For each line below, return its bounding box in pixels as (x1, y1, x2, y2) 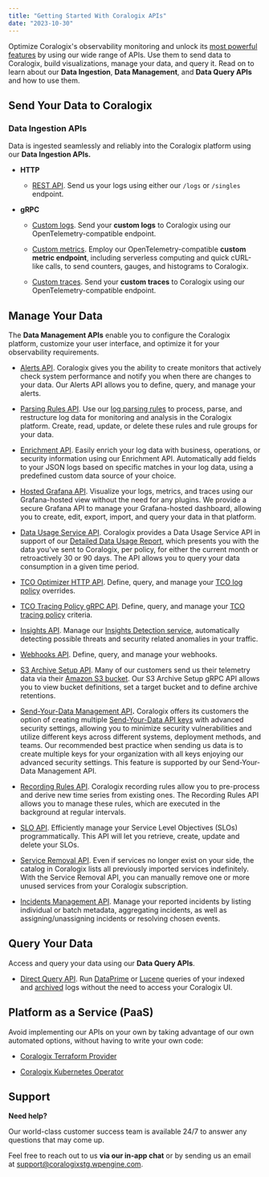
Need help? (8, 1111, 47, 1121)
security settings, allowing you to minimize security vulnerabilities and (19, 724, 252, 733)
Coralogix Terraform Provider (19, 1051, 117, 1061)
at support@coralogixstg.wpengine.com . (8, 1159, 144, 1169)
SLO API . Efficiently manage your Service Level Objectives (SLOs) (19, 823, 238, 832)
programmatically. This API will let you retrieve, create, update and (19, 832, 240, 840)
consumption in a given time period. (19, 562, 139, 571)
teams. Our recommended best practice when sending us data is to (19, 741, 243, 750)
